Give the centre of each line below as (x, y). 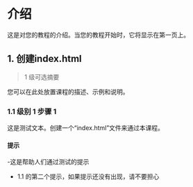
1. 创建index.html (44, 59)
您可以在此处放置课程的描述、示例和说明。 (68, 92)
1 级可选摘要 (42, 76)
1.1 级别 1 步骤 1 (32, 111)
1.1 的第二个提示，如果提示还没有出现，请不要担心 (88, 177)
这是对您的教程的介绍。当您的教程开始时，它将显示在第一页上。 (98, 35)
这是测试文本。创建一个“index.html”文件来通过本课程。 (86, 128)
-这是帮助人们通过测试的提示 (48, 162)
